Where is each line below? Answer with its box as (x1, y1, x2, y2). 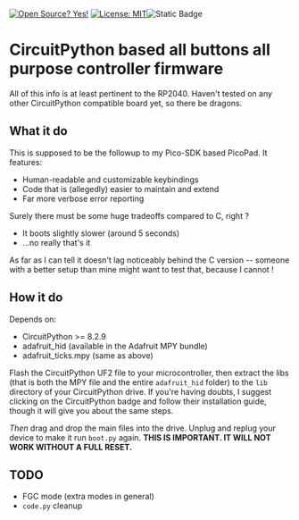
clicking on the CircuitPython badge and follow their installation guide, (9, 396, 267, 407)
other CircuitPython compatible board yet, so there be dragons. (9, 97, 243, 108)
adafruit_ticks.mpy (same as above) (21, 349, 154, 361)
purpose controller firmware (9, 59, 224, 80)
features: (9, 156, 43, 167)
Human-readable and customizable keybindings (21, 174, 199, 185)
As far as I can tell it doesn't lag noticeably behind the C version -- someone (9, 255, 290, 265)
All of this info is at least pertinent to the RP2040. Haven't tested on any (9, 88, 273, 98)
